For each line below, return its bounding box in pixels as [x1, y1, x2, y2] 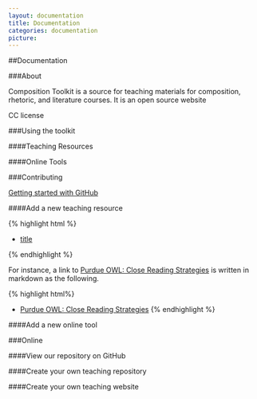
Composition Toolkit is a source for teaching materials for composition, [8, 87, 241, 97]
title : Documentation [8, 19, 81, 27]
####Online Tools [8, 157, 68, 167]
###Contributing [8, 172, 63, 182]
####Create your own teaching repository [8, 366, 147, 376]
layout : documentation [8, 11, 84, 20]
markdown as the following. [8, 274, 100, 283]
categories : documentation [8, 26, 98, 34]
